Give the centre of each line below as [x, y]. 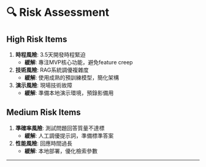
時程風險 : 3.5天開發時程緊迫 [50, 54]
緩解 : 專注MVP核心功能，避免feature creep [78, 62]
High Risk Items [37, 39]
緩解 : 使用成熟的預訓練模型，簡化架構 [72, 77]
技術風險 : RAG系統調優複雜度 [52, 70]
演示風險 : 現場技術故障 [44, 85]
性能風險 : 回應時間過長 [44, 143]
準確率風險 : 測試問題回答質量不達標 [60, 128]
